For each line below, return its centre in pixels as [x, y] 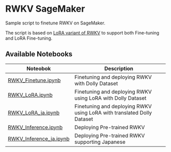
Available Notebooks [39, 54]
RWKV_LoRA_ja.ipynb [34, 112]
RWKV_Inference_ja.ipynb [39, 139]
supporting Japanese [100, 142]
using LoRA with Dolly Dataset [110, 98]
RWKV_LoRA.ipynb [30, 95]
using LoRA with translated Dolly [113, 112]
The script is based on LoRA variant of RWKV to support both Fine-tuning [82, 33]
